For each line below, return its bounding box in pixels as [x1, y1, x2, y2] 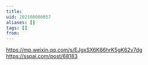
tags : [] [6, 25, 28, 31]
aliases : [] [6, 19, 35, 25]
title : [6, 8, 22, 15]
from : [6, 30, 19, 36]
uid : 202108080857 [6, 14, 51, 20]
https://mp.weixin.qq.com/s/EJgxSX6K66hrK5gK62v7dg [6, 46, 143, 53]
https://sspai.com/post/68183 [6, 53, 78, 60]
